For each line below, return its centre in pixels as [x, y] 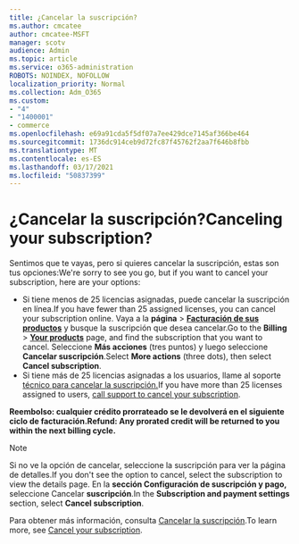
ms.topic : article [43, 59]
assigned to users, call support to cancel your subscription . [131, 395]
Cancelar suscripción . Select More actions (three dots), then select [147, 356]
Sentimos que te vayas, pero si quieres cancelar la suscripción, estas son [144, 264]
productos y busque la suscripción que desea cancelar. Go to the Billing [154, 328]
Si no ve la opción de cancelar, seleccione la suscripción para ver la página [147, 465]
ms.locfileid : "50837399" [57, 175]
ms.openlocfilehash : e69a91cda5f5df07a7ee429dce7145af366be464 [129, 134]
